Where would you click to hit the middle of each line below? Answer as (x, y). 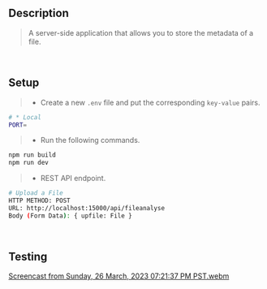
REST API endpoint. (73, 179)
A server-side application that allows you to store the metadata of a (141, 32)
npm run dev (28, 163)
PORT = (17, 125)
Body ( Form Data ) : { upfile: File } (70, 216)
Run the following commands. (90, 140)
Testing (28, 257)
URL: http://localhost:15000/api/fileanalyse (86, 208)
